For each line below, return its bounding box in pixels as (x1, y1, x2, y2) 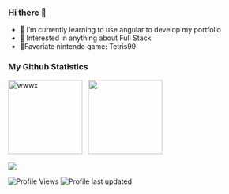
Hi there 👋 (8, 7, 47, 18)
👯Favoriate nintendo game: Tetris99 (19, 42, 137, 51)
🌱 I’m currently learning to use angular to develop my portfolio (19, 25, 222, 35)
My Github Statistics (8, 62, 88, 73)
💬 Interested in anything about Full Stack (19, 33, 152, 43)
